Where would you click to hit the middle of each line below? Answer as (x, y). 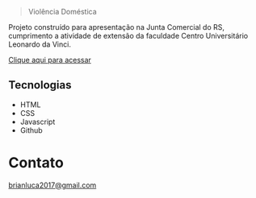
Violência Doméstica (62, 12)
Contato (36, 163)
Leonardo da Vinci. (40, 44)
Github (31, 130)
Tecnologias (40, 85)
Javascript (38, 122)
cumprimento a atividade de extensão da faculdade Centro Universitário (128, 36)
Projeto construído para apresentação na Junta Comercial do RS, (116, 27)
